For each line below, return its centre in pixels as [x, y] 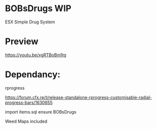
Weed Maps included [26, 121]
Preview [22, 41]
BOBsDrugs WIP [38, 8]
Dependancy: [33, 74]
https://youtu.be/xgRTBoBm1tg [36, 55]
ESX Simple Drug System [30, 22]
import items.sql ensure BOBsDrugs [41, 112]
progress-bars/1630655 [29, 102]
